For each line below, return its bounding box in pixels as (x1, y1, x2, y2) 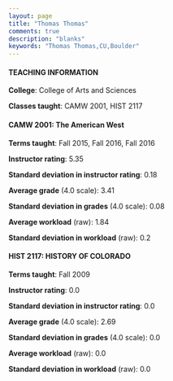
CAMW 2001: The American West (8, 120, 124, 129)
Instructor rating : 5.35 (8, 154, 84, 164)
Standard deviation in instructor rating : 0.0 (8, 300, 156, 310)
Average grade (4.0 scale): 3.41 (8, 185, 115, 195)
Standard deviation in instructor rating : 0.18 (8, 169, 158, 179)
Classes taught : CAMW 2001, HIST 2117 (8, 101, 143, 111)
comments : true (8, 27, 60, 35)
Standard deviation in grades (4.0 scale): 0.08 (8, 201, 165, 211)
